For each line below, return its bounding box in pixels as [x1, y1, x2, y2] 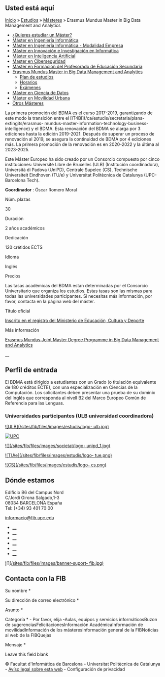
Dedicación [5, 234, 29, 240]
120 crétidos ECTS [5, 244, 43, 250]
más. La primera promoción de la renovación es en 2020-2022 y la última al [5, 141, 159, 147]
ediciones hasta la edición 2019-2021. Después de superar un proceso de [5, 131, 155, 136]
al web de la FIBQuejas [5, 632, 52, 638]
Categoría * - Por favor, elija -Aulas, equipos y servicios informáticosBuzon [5, 616, 158, 622]
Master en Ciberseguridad [12, 58, 66, 64]
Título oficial [5, 308, 31, 314]
